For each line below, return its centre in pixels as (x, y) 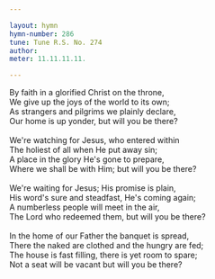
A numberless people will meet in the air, (85, 207)
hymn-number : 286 (42, 34)
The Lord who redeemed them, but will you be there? (107, 217)
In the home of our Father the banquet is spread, (99, 236)
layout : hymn (34, 25)
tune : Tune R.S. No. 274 (56, 42)
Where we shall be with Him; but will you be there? (103, 169)
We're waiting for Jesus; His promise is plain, (93, 188)
